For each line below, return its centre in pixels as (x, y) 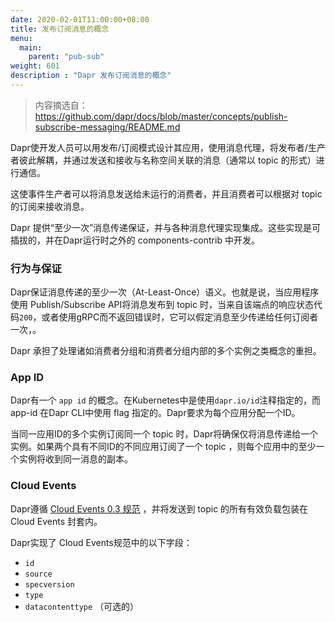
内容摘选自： (61, 105)
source (38, 574)
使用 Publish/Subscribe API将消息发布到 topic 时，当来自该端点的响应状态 (162, 305)
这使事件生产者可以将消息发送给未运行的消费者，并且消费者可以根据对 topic (166, 193)
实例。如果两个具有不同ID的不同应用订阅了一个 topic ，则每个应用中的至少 (163, 447)
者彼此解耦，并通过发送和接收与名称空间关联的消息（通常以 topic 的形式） (163, 160)
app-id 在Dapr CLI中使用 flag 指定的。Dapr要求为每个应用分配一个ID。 (155, 413)
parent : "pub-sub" (66, 57)
